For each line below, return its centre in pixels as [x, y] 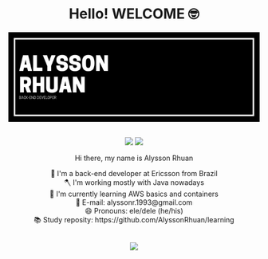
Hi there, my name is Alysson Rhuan [134, 158]
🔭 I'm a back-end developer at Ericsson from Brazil [134, 173]
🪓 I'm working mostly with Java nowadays [134, 182]
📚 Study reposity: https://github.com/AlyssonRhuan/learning [134, 219]
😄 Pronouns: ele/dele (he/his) [134, 210]
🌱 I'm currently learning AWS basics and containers [134, 194]
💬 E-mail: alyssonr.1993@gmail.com [134, 202]
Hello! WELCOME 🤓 [134, 14]
